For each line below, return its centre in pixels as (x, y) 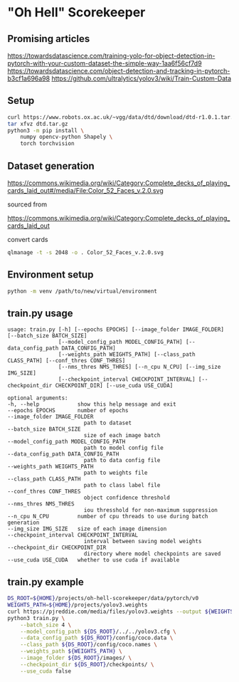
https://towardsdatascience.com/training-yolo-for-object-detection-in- (111, 56)
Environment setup (51, 275)
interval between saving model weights (143, 542)
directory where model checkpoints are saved (152, 554)
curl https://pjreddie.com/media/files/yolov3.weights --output (105, 612)
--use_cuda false (46, 671)
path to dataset (108, 423)
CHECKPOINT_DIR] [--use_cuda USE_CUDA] (114, 386)
